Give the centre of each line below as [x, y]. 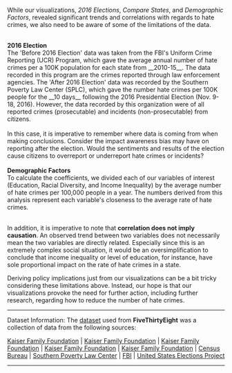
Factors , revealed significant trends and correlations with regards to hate [111, 17]
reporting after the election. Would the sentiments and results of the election [116, 148]
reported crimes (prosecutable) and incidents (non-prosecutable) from [108, 111]
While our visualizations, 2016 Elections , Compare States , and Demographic [115, 10]
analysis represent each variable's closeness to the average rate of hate [110, 200]
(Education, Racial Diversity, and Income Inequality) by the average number [114, 185]
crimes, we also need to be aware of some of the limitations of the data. [109, 25]
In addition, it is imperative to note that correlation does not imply [101, 228]
